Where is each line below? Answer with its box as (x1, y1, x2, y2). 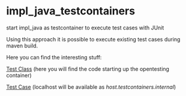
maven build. (6, 42, 38, 49)
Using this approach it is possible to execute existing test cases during (6, 35, 181, 43)
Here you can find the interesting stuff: (6, 53, 102, 61)
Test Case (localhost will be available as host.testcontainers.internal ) (6, 83, 176, 91)
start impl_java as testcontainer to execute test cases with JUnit (6, 24, 164, 31)
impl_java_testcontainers (6, 4, 136, 18)
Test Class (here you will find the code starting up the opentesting (6, 65, 170, 73)
